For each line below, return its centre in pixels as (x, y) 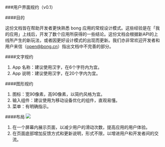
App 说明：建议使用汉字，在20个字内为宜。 (56, 73)
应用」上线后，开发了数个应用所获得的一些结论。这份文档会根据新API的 (82, 34)
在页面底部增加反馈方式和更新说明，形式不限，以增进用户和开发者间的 (83, 133)
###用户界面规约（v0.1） (30, 7)
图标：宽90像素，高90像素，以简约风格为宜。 (58, 94)
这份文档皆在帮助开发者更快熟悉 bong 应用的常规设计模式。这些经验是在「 (80, 28)
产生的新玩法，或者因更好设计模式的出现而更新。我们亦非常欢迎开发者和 (87, 40)
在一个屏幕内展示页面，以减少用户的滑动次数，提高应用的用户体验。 (81, 127)
